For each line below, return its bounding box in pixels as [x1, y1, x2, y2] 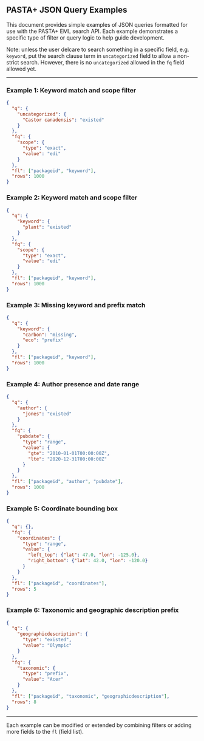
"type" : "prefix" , [22, 670, 69, 677]
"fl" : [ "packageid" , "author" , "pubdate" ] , [12, 479, 123, 485]
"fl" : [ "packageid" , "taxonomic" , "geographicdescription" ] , [12, 693, 170, 699]
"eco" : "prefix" [22, 337, 64, 343]
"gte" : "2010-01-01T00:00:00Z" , [28, 450, 110, 456]
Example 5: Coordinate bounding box [6, 504, 118, 513]
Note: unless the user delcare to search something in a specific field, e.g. [6, 46, 189, 53]
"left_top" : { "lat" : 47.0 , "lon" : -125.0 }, [28, 552, 140, 558]
